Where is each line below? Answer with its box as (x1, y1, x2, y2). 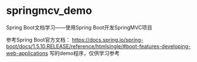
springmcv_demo (6, 4, 93, 17)
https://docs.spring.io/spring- (72, 36, 144, 43)
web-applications (6, 49, 49, 56)
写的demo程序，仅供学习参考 (49, 49, 120, 56)
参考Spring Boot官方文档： (6, 36, 71, 43)
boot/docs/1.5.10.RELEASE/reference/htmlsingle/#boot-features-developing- (6, 42, 191, 50)
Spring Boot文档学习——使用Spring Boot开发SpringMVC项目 (6, 24, 152, 31)
